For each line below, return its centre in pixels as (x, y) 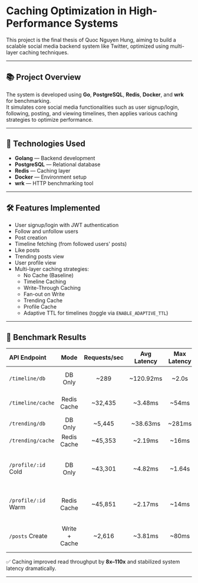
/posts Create (28, 536)
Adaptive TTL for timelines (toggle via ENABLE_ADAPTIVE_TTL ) (96, 313)
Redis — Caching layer (42, 170)
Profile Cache (40, 307)
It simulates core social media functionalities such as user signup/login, (93, 107)
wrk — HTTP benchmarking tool (54, 183)
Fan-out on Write (44, 294)
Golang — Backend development (55, 158)
